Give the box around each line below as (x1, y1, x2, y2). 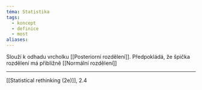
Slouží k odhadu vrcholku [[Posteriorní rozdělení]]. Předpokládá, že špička (6, 53, 191, 60)
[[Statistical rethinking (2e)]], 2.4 (6, 77, 87, 84)
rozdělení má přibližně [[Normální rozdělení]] (6, 59, 117, 67)
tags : (6, 14, 20, 20)
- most (11, 31, 28, 37)
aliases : (6, 37, 28, 43)
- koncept (11, 20, 36, 26)
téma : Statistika (6, 8, 50, 15)
